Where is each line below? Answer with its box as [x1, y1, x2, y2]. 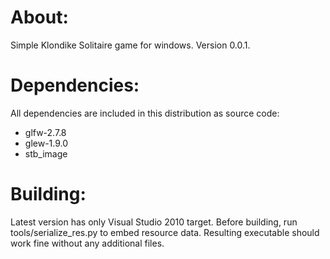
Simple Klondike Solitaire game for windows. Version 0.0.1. [10, 39, 251, 51]
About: [10, 6, 69, 29]
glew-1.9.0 [24, 137, 69, 149]
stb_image [24, 147, 68, 160]
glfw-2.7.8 [24, 126, 67, 138]
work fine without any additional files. [10, 237, 165, 249]
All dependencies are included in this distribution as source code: [10, 107, 280, 119]
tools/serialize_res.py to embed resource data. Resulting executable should [10, 226, 320, 238]
